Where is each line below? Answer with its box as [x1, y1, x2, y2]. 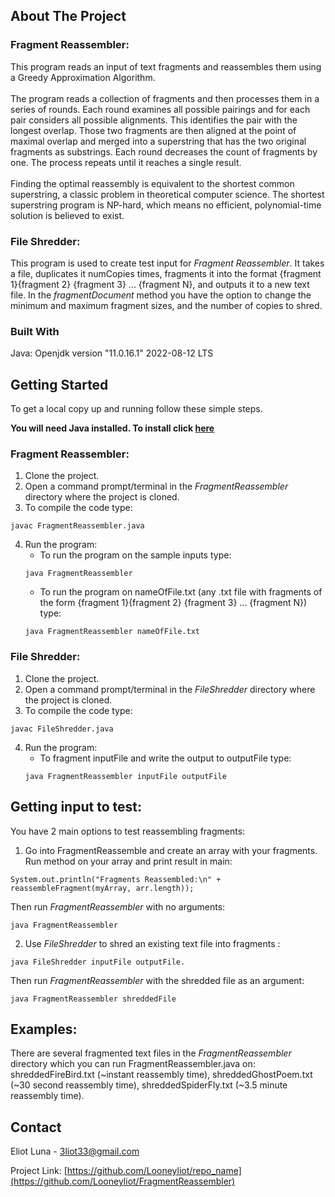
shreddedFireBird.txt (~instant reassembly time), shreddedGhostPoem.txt [10, 1069, 313, 1081]
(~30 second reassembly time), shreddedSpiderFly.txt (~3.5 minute [10, 1079, 288, 1091]
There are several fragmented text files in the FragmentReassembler [10, 1047, 292, 1059]
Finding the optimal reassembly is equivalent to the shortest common [10, 177, 295, 189]
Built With [10, 324, 60, 338]
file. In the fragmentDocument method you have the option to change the [10, 289, 312, 301]
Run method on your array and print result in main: [24, 855, 233, 867]
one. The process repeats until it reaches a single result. [10, 156, 242, 168]
